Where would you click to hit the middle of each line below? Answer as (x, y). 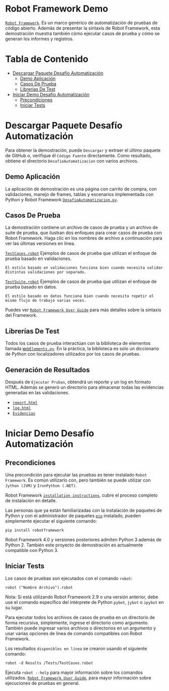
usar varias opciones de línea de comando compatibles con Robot (74, 633)
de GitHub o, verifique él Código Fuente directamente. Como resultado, (78, 155)
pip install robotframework (35, 530)
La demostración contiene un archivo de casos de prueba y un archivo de (82, 228)
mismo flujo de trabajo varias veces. (46, 301)
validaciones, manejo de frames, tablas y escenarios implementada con (79, 194)
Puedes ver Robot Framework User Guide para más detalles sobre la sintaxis (83, 310)
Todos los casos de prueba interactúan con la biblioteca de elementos (78, 343)
